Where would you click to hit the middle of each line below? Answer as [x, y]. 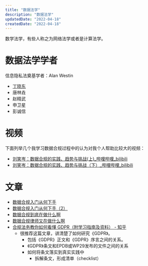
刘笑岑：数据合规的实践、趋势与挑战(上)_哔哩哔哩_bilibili [70, 159]
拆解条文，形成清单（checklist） [68, 258]
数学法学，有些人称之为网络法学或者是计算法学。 [55, 39]
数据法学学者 [32, 61]
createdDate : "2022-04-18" [33, 24]
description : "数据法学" [29, 15]
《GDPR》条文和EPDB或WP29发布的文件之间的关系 [78, 246]
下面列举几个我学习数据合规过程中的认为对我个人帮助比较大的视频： [75, 148]
